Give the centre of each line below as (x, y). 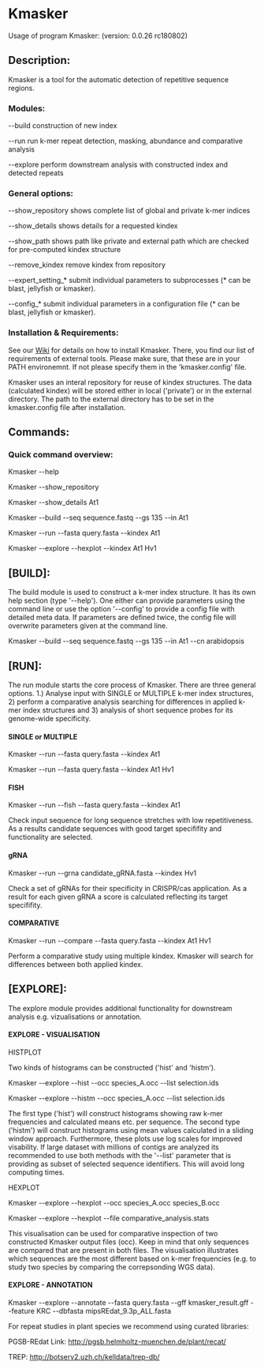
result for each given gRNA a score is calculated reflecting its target (118, 897)
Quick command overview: (61, 454)
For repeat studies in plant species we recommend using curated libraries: (129, 1326)
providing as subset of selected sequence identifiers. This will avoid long (126, 1164)
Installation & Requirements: (63, 333)
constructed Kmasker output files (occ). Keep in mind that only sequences (129, 1242)
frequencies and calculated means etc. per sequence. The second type (124, 1122)
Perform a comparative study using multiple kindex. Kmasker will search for (131, 956)
